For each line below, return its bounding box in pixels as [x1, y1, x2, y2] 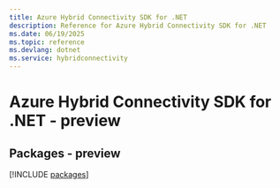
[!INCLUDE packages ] [9, 169, 89, 179]
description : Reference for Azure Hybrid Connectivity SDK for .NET [9, 21, 267, 30]
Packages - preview [9, 146, 121, 161]
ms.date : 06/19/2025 [9, 29, 86, 38]
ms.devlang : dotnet [9, 46, 81, 55]
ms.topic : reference [9, 37, 86, 47]
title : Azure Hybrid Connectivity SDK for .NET [9, 12, 188, 22]
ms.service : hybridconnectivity [9, 54, 128, 63]
